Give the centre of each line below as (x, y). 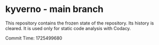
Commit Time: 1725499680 (34, 38)
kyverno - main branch (54, 9)
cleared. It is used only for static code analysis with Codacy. (68, 28)
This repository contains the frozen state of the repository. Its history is (80, 23)
